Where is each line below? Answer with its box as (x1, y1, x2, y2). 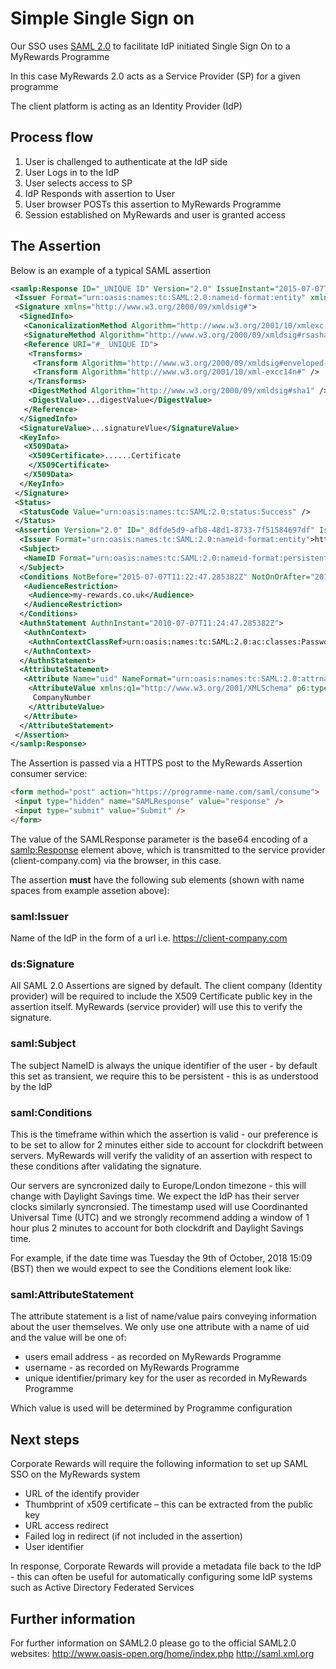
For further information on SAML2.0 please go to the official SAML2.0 (10, 1637, 297, 1649)
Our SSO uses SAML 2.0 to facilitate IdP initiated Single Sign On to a (10, 40, 291, 52)
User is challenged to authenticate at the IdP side (24, 155, 228, 167)
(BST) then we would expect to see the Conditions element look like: (10, 1263, 292, 1274)
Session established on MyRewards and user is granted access (24, 208, 286, 221)
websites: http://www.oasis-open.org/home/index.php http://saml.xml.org (10, 1647, 315, 1659)
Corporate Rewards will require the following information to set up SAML (10, 1458, 309, 1470)
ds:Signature (10, 957, 75, 971)
